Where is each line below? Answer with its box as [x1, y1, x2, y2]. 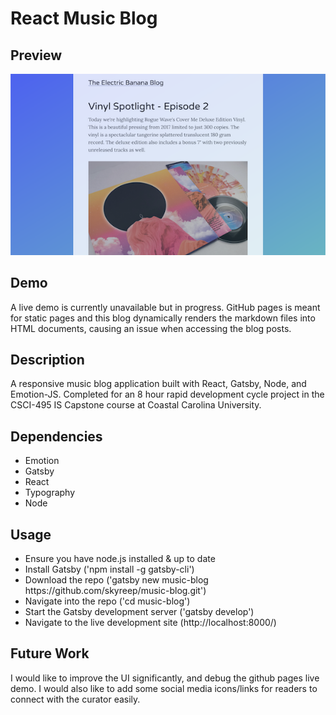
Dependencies [10, 428, 103, 445]
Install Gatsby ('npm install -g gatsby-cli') [24, 563, 195, 576]
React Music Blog [10, 7, 158, 30]
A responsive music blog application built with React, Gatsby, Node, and [10, 378, 307, 390]
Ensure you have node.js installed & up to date [24, 553, 216, 565]
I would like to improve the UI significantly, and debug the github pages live [10, 672, 320, 684]
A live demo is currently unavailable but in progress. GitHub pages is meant [10, 301, 321, 313]
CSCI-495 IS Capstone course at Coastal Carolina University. [10, 399, 262, 411]
